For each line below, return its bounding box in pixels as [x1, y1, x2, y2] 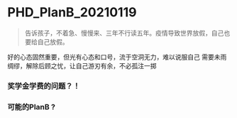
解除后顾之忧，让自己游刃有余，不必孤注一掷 [26, 61, 157, 70]
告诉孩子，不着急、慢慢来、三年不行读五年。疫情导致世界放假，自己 [24, 28, 224, 37]
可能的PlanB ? [7, 102, 55, 112]
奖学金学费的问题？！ [7, 81, 80, 91]
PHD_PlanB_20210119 [7, 4, 137, 21]
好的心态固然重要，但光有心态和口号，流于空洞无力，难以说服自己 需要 [7, 53, 214, 61]
